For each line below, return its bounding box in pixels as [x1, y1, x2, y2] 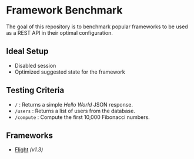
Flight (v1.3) [14, 146, 44, 153]
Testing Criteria [6, 85, 65, 95]
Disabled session [14, 62, 56, 69]
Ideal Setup [6, 47, 49, 57]
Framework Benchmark [6, 4, 123, 17]
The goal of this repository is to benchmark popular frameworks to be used [6, 23, 188, 30]
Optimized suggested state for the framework [14, 68, 125, 75]
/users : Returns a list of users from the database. [14, 107, 135, 114]
